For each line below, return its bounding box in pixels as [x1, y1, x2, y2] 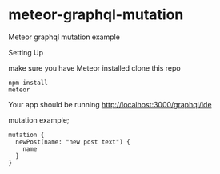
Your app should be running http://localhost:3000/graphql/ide [8, 99, 212, 109]
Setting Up [8, 47, 44, 57]
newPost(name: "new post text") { [15, 138, 130, 146]
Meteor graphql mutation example [8, 32, 120, 42]
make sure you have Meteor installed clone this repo [8, 63, 182, 73]
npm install [8, 79, 48, 87]
